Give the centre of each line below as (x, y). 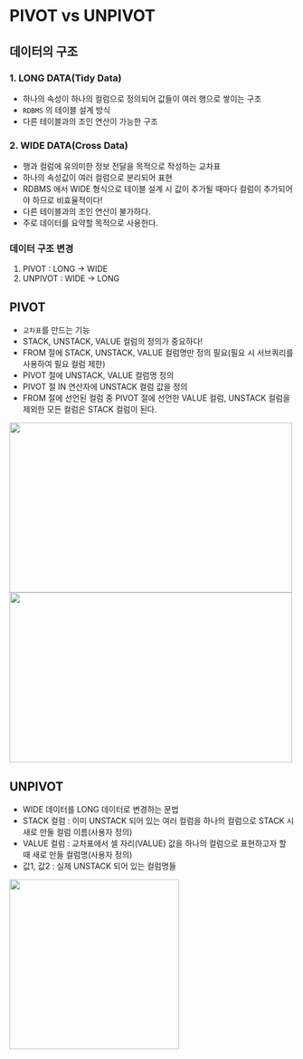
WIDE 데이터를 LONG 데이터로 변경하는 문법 (100, 810)
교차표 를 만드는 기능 (56, 330)
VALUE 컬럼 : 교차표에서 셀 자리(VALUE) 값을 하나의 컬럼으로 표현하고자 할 (154, 843)
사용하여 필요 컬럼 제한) (64, 364)
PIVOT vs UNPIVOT (82, 16)
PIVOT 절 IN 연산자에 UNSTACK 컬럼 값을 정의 (105, 387)
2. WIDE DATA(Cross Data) (69, 145)
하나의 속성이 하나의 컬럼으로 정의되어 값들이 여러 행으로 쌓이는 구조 (142, 98)
